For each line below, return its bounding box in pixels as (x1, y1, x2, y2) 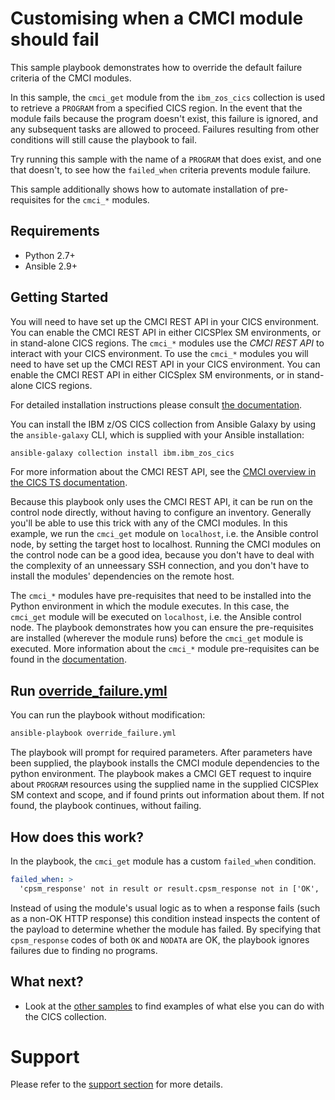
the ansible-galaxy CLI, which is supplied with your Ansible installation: (10, 428, 305, 441)
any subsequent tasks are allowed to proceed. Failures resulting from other (10, 123, 320, 135)
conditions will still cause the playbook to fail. (10, 133, 197, 146)
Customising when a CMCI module (10, 7, 304, 30)
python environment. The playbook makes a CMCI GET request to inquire (10, 768, 312, 780)
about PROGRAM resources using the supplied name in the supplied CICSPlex (10, 778, 319, 791)
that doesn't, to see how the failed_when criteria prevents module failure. (10, 163, 312, 176)
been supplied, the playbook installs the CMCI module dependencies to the (10, 757, 320, 769)
